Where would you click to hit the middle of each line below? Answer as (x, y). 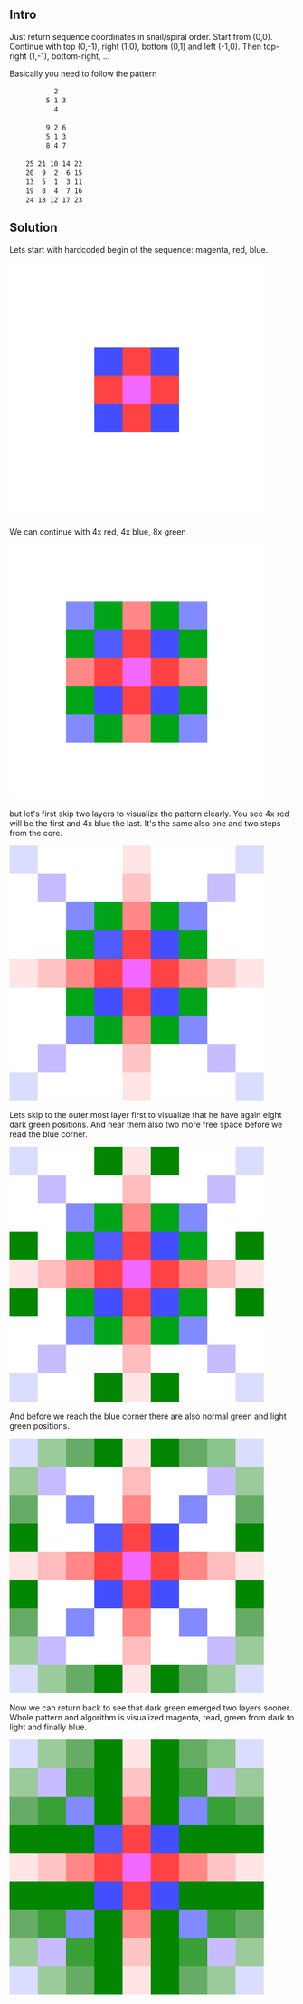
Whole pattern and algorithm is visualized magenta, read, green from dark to (152, 1717)
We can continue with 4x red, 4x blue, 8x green (98, 531)
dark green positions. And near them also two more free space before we (146, 1124)
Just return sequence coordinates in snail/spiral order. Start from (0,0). (141, 36)
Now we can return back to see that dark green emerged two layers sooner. (151, 1708)
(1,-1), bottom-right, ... (69, 56)
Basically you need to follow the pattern (83, 73)
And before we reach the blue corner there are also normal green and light (148, 1416)
